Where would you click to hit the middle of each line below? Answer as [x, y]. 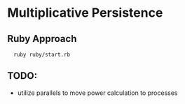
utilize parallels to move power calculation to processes [97, 93]
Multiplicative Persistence [85, 13]
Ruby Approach [42, 39]
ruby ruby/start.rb [42, 54]
